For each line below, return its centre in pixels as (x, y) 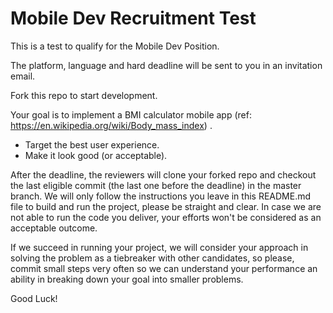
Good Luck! (34, 298)
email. (23, 76)
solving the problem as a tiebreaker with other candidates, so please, (152, 258)
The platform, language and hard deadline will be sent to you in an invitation (166, 65)
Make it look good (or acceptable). (96, 155)
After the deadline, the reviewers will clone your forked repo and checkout (163, 174)
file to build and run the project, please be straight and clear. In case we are (166, 206)
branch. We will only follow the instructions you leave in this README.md (161, 196)
